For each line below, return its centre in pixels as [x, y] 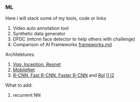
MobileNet [24, 70]
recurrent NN [27, 95]
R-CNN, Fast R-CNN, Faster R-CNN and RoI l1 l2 [63, 75]
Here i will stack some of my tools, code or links [56, 18]
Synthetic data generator [39, 34]
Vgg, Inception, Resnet [37, 65]
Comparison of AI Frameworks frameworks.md [62, 45]
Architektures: [20, 54]
